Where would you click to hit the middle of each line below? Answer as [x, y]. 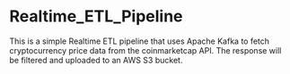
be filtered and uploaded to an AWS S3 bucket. [96, 60]
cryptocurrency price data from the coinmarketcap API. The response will [145, 50]
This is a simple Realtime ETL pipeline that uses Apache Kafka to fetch [140, 41]
